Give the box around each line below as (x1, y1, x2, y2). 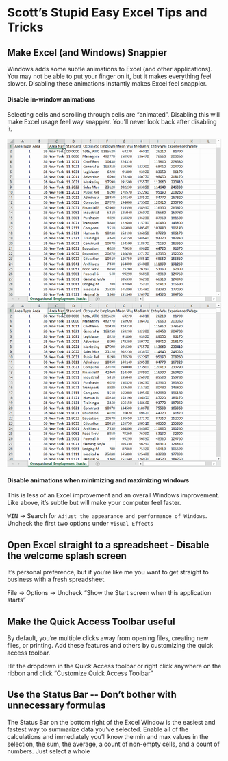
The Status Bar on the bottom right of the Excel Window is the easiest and (7, 718, 216, 726)
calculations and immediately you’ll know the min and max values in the (7, 732, 209, 740)
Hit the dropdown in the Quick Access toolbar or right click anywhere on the (7, 662, 222, 670)
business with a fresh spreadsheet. (7, 575, 106, 584)
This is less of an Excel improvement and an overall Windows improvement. (7, 491, 220, 500)
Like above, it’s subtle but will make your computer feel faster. (7, 499, 181, 507)
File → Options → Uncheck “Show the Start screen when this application (7, 589, 212, 597)
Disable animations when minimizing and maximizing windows (7, 476, 190, 484)
